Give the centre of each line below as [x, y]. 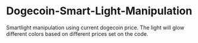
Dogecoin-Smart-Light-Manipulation [99, 11]
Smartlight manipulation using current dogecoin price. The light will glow [95, 27]
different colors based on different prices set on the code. [77, 33]
